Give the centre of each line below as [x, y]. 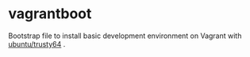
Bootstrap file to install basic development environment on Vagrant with [125, 36]
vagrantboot [50, 14]
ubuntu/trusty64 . [37, 44]
